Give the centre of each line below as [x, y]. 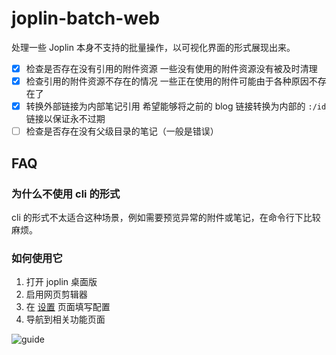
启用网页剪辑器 [56, 294]
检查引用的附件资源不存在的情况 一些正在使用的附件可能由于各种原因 [167, 81]
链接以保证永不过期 [65, 119]
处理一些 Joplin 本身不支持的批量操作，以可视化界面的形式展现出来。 [153, 47]
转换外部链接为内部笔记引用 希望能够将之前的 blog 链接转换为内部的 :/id [176, 106]
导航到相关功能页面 [65, 319]
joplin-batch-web [86, 18]
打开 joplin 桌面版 [61, 282]
